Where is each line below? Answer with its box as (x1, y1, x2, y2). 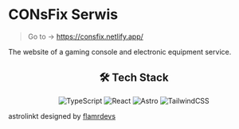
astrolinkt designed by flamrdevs (8, 111, 116, 120)
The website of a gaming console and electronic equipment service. (8, 47, 232, 56)
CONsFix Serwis (8, 6, 118, 24)
